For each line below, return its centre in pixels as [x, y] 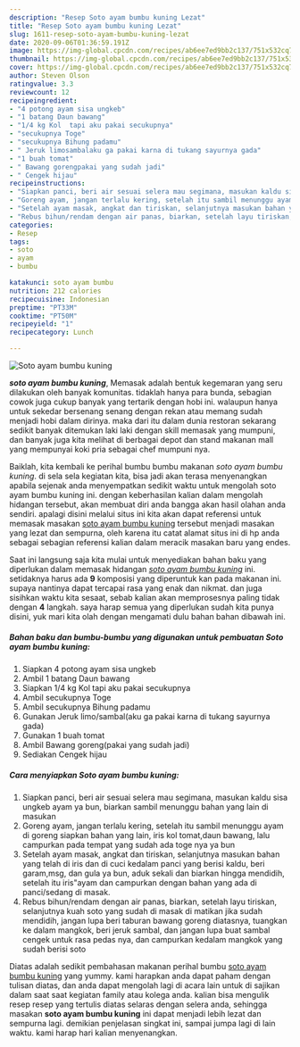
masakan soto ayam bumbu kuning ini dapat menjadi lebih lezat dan [135, 1013]
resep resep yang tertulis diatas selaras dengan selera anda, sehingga [138, 1004]
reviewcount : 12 [39, 92]
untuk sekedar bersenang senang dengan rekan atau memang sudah [136, 411]
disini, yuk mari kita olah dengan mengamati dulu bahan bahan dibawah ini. [147, 616]
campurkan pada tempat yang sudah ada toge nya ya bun [128, 844]
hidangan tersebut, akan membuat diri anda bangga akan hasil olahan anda [147, 504]
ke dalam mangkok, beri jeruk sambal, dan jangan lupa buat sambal [146, 930]
